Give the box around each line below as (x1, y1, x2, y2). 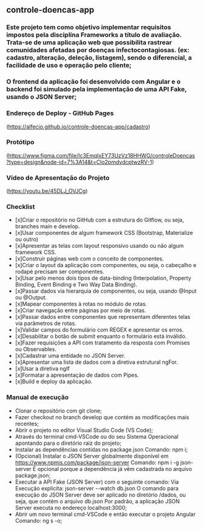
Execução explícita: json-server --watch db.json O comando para (15, 484, 179, 492)
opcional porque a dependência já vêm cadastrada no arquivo (37, 465, 192, 472)
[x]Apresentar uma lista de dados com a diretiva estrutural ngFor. (15, 358, 178, 366)
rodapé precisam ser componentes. (15, 268, 105, 276)
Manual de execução (6, 393, 69, 402)
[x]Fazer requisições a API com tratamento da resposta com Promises (15, 339, 190, 346)
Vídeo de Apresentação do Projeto (6, 173, 110, 182)
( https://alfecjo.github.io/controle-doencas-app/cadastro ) (6, 123, 150, 130)
